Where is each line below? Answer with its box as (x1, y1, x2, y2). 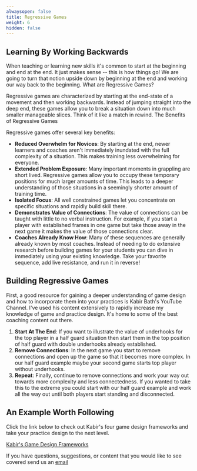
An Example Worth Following (6, 407, 115, 417)
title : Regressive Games (6, 14, 67, 20)
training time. (14, 191, 47, 198)
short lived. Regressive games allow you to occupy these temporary (14, 172, 179, 179)
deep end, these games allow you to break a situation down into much (6, 105, 176, 112)
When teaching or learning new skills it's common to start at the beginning (6, 62, 186, 69)
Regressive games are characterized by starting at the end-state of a (6, 92, 173, 100)
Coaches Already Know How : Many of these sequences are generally (14, 234, 185, 241)
